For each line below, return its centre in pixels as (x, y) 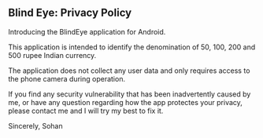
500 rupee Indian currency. (52, 55)
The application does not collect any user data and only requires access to (129, 71)
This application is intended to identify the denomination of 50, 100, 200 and (132, 47)
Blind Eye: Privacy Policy (70, 13)
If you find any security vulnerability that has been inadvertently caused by (130, 94)
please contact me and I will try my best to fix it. (86, 111)
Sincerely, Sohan (35, 125)
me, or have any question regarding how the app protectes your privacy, (125, 102)
